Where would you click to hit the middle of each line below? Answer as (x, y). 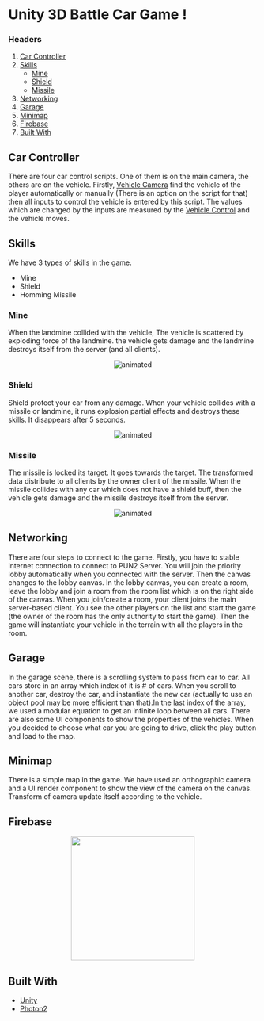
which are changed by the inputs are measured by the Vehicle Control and (129, 210)
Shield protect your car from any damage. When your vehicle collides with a (132, 403)
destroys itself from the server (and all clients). (84, 350)
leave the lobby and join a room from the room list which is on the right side (131, 591)
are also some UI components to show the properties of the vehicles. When (131, 719)
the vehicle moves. (39, 219)
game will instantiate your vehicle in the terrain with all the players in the (126, 625)
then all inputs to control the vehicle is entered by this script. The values (125, 202)
